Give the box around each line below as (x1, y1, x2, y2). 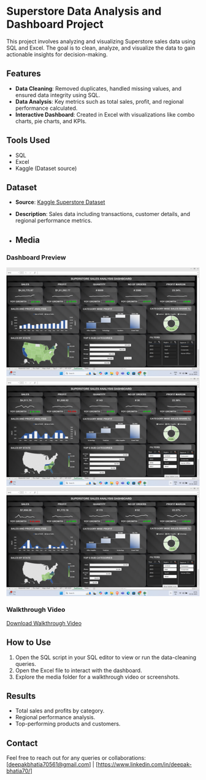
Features (6, 69, 41, 79)
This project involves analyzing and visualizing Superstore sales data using (6, 37, 196, 45)
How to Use (6, 637, 51, 648)
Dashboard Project (6, 17, 104, 31)
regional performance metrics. (15, 217, 93, 225)
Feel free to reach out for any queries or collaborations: (6, 754, 146, 762)
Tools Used (6, 135, 50, 145)
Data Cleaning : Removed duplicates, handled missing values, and (15, 85, 182, 92)
